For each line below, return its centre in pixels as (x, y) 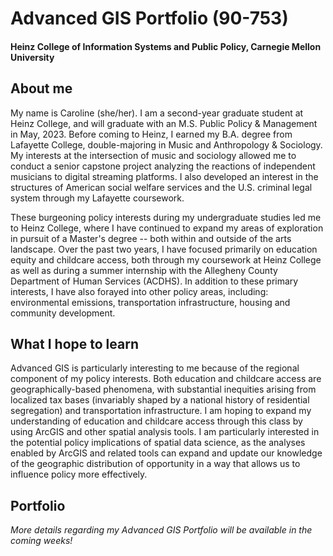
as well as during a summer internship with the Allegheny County (144, 270)
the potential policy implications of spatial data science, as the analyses (158, 443)
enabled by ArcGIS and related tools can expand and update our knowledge (166, 453)
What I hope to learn (74, 343)
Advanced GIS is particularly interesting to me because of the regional (155, 368)
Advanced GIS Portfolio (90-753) (149, 18)
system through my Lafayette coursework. (97, 198)
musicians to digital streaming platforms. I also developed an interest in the (164, 176)
